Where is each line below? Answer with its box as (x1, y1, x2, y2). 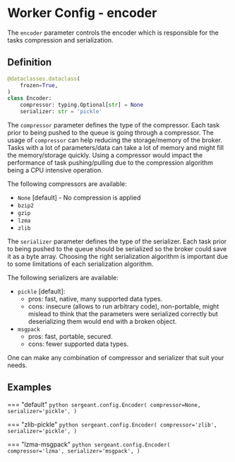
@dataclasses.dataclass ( (7, 75, 80, 82)
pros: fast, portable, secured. (28, 333, 113, 340)
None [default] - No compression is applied (17, 193, 141, 202)
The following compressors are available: (7, 180, 127, 188)
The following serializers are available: (7, 274, 119, 282)
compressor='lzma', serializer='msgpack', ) (7, 447, 140, 454)
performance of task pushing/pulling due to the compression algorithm (7, 158, 214, 167)
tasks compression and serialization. (7, 35, 114, 44)
